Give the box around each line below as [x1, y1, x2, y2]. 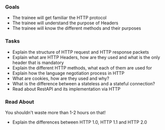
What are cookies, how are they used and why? [12, 75, 110, 81]
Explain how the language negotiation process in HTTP [12, 70, 125, 76]
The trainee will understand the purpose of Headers [12, 20, 118, 26]
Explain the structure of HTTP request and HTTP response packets [12, 49, 149, 55]
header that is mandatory [12, 60, 64, 65]
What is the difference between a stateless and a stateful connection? [12, 80, 155, 86]
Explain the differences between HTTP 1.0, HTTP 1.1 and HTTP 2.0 [12, 119, 147, 125]
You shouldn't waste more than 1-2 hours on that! [5, 109, 106, 115]
